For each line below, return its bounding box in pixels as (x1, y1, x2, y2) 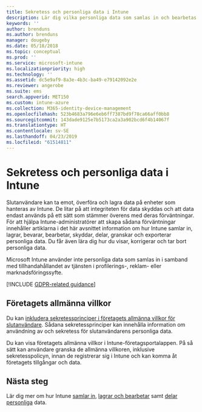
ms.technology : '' (6, 71, 53, 77)
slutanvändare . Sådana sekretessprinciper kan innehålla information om (6, 321, 186, 328)
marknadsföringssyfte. (6, 269, 63, 276)
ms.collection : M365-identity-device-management (6, 105, 132, 112)
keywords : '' (6, 20, 39, 26)
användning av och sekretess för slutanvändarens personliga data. (6, 327, 173, 335)
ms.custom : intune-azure (6, 99, 69, 105)
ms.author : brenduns (6, 32, 59, 38)
